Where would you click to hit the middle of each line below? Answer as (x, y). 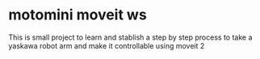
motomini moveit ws (78, 15)
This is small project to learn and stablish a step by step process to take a (130, 37)
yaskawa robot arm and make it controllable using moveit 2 (107, 45)
